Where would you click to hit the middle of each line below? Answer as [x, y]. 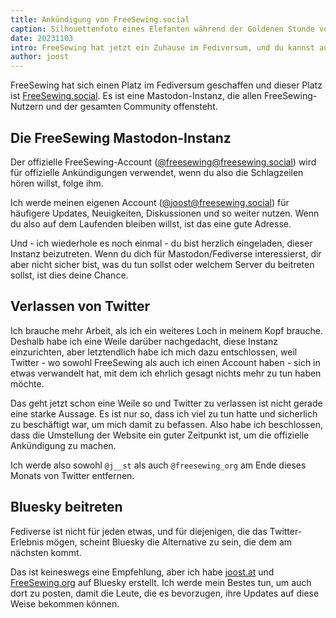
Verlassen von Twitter [80, 306]
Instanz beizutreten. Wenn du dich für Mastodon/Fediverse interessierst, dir [166, 253]
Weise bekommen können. [65, 603]
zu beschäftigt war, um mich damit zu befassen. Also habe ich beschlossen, [166, 424]
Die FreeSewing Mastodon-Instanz [121, 137]
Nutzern [27, 107]
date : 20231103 [42, 38]
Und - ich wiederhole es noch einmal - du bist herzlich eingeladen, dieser [161, 243]
